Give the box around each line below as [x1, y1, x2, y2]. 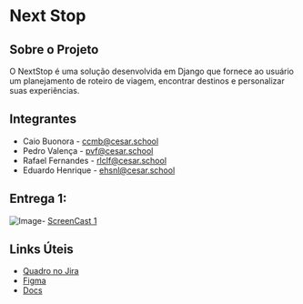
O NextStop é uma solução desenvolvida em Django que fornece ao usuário [9, 66, 294, 76]
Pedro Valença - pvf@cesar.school [22, 145, 154, 156]
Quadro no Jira [22, 266, 79, 277]
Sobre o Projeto [9, 42, 99, 57]
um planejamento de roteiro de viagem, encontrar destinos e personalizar [9, 76, 285, 86]
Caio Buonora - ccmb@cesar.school [22, 136, 159, 147]
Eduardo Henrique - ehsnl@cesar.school [22, 165, 176, 176]
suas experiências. [9, 86, 80, 96]
